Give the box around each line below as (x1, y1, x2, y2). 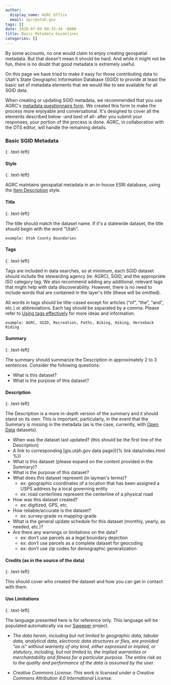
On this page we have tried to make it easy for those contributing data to (5, 71, 158, 77)
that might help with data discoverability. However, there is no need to (5, 284, 152, 290)
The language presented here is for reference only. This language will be (5, 617, 158, 623)
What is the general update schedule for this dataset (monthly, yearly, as (12, 518, 166, 525)
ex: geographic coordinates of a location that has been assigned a (20, 480, 160, 486)
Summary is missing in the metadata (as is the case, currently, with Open (5, 421, 159, 427)
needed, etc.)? (12, 524, 43, 530)
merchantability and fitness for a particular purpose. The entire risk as (12, 654, 162, 660)
